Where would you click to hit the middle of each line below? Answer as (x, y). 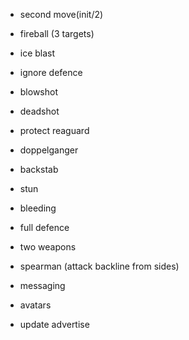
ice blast (37, 53)
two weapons (48, 247)
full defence (44, 227)
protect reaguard (54, 130)
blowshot (39, 92)
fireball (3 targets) (57, 33)
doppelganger (49, 150)
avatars (35, 305)
